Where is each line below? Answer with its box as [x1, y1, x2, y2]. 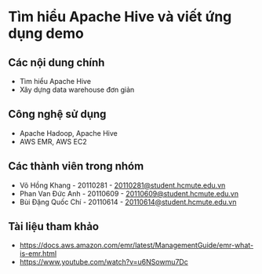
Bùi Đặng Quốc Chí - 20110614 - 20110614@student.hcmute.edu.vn [19, 197, 237, 206]
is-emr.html [19, 249, 57, 258]
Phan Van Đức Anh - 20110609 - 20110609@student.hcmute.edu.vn [19, 188, 239, 198]
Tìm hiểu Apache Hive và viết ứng [8, 8, 232, 26]
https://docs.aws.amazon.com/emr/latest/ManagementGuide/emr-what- [19, 240, 253, 250]
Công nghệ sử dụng [8, 108, 107, 121]
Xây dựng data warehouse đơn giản [19, 85, 135, 94]
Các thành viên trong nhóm [8, 159, 144, 173]
